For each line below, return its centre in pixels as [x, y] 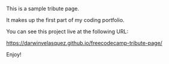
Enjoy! [14, 55]
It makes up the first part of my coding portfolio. [65, 20]
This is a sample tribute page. [43, 9]
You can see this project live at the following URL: [67, 31]
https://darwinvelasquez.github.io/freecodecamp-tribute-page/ [84, 43]
